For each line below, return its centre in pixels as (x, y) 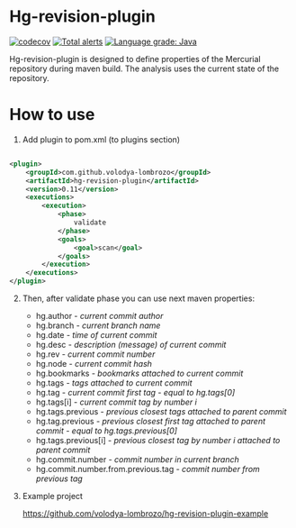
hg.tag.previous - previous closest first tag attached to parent (151, 421)
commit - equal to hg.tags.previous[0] (107, 431)
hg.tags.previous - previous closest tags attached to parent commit (161, 411)
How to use (52, 115)
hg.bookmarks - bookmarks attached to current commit (139, 373)
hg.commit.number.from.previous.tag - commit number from (148, 469)
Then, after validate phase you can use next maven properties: (138, 298)
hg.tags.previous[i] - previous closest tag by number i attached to (158, 440)
